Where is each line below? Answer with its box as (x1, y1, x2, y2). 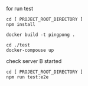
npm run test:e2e (6, 74, 49, 80)
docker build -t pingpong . (6, 32, 76, 38)
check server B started (6, 58, 62, 64)
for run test (6, 5, 34, 12)
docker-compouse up (6, 47, 54, 53)
